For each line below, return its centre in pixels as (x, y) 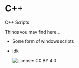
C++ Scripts (17, 22)
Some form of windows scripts (43, 41)
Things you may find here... (32, 32)
